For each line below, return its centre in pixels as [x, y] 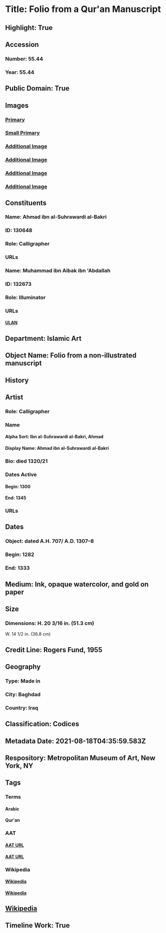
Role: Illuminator [25, 297]
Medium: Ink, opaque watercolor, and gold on [77, 584]
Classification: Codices [42, 724]
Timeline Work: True [37, 926]
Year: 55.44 [20, 72]
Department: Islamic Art [43, 338]
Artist [14, 398]
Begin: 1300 [18, 486]
